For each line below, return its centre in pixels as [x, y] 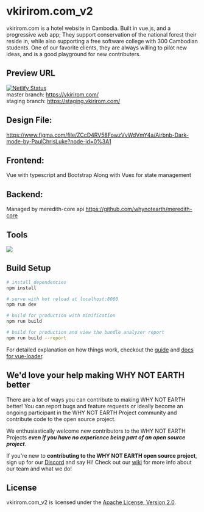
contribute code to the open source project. [61, 419]
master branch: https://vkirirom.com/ [53, 94]
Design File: [29, 120]
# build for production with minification [61, 315]
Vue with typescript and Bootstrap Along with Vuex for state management [99, 175]
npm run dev [21, 305]
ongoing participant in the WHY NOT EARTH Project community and [92, 413]
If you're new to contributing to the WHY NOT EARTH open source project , [102, 455]
